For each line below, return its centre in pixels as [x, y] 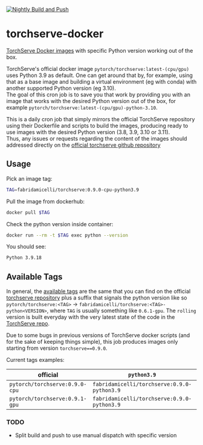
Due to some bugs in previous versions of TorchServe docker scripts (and [98, 335]
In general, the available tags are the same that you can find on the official [98, 292]
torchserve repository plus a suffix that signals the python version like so [97, 298]
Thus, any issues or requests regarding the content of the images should [97, 138]
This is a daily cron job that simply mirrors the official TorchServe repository [101, 119]
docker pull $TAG [28, 212]
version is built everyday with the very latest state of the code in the [91, 317]
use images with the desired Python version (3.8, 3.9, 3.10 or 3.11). [88, 132]
